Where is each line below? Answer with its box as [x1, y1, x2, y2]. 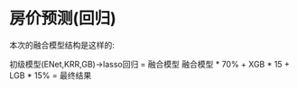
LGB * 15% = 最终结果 [9, 69, 92, 81]
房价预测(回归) [9, 8, 117, 29]
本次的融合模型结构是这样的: [9, 40, 116, 50]
